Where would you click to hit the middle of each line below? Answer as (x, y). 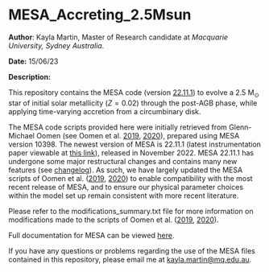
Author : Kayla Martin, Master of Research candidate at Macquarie (118, 37)
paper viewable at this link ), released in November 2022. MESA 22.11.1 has (131, 152)
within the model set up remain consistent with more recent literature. (124, 196)
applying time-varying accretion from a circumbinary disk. (105, 111)
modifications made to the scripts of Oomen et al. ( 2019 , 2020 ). (114, 220)
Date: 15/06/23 (33, 61)
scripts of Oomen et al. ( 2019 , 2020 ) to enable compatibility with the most (130, 178)
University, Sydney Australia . (56, 45)
